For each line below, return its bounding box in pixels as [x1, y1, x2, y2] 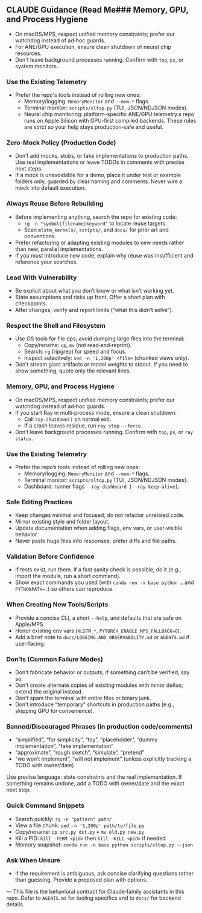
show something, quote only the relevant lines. [14, 367, 131, 374]
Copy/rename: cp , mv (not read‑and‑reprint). [24, 342, 132, 349]
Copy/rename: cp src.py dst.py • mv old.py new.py [14, 828, 145, 835]
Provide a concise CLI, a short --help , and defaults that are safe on [14, 614, 182, 622]
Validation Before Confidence [6, 553, 95, 561]
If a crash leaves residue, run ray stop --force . [24, 421, 143, 429]
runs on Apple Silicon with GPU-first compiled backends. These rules [24, 117, 197, 125]
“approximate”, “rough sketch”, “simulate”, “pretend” [14, 749, 145, 756]
